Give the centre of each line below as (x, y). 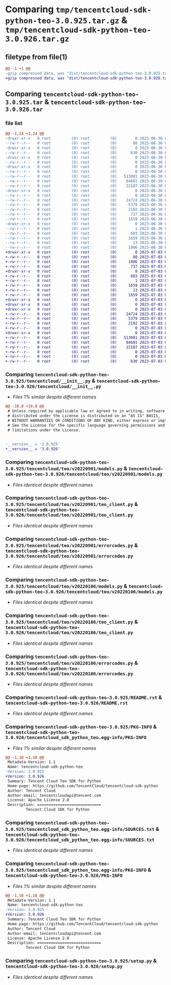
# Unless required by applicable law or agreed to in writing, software (86, 411)
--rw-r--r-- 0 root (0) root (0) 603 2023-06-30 (84, 233)
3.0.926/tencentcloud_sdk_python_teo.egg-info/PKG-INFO (76, 738)
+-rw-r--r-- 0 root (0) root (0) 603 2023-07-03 (84, 276)
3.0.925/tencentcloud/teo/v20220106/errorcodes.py (69, 663)
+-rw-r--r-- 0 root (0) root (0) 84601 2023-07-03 (84, 342)
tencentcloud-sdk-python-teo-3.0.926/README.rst (67, 703)
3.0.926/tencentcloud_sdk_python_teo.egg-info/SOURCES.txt (80, 840)
